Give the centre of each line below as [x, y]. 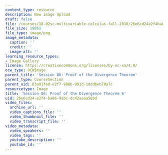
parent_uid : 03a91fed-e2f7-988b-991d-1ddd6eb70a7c [59, 84]
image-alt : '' [24, 51]
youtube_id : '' [25, 145]
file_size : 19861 [23, 28]
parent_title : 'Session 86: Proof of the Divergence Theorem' [71, 75]
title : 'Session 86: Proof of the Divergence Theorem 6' [66, 93]
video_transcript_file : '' [38, 121]
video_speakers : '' [30, 130]
